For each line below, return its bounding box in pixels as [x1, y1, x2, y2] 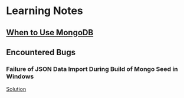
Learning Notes [6, 4, 84, 18]
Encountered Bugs [6, 47, 75, 57]
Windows [6, 72, 34, 80]
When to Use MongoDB [6, 28, 94, 38]
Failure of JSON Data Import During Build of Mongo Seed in [6, 65, 178, 73]
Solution [6, 86, 27, 93]
